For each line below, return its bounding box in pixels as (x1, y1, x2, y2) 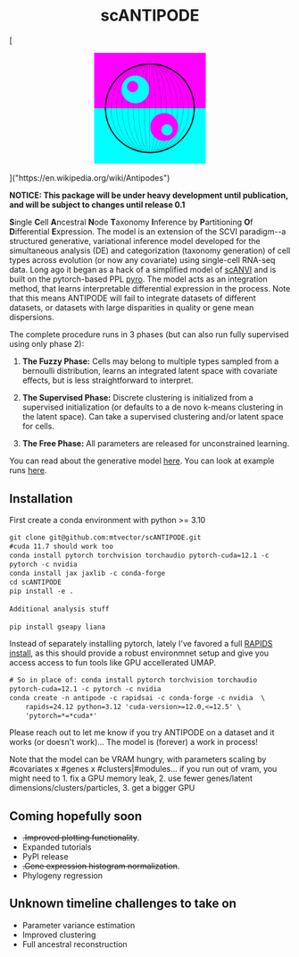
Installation (9, 491, 73, 506)
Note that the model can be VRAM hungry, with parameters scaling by (9, 754, 267, 765)
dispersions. (9, 312, 55, 323)
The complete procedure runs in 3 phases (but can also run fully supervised (9, 329, 289, 340)
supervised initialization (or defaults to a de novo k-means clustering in (21, 402, 284, 412)
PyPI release (21, 851, 69, 861)
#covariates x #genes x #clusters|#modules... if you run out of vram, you (9, 764, 278, 775)
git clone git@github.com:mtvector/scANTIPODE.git (9, 533, 202, 542)
